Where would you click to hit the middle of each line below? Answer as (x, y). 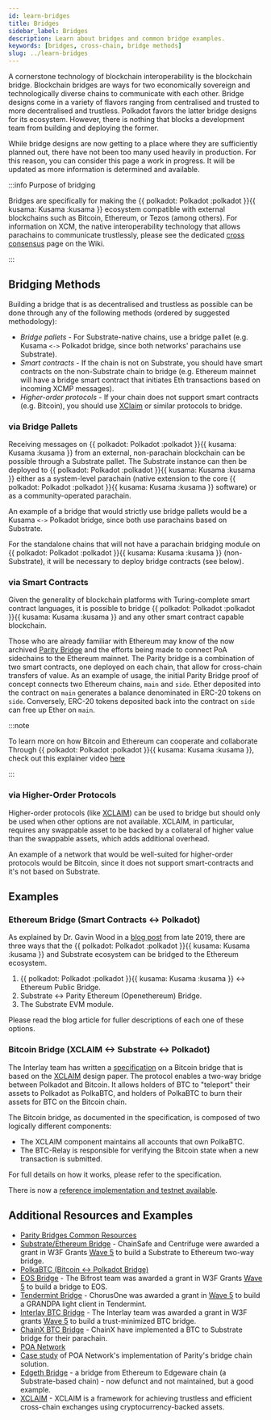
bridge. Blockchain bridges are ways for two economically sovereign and (129, 85)
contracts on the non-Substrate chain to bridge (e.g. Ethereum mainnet (138, 371)
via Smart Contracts (48, 583)
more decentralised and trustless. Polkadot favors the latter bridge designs (133, 111)
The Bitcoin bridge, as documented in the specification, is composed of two (134, 1117)
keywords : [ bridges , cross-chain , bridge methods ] (95, 46)
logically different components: (60, 1126)
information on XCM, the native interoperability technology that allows (124, 226)
